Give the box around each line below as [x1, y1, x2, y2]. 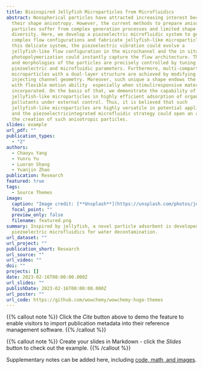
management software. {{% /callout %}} [6, 326, 107, 334]
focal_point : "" [11, 206, 53, 212]
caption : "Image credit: [11, 201, 74, 207]
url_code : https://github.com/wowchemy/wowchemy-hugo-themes [6, 297, 164, 303]
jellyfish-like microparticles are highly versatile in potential [11, 104, 182, 111]
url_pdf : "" [6, 127, 36, 134]
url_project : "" [6, 240, 47, 246]
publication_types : [6, 133, 56, 140]
